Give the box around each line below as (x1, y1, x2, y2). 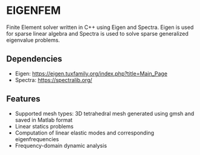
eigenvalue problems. (6, 36, 60, 43)
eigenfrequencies (15, 135, 59, 142)
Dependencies (6, 54, 62, 64)
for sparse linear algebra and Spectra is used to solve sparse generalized (6, 30, 189, 37)
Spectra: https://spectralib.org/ (15, 76, 92, 83)
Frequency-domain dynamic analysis (15, 142, 108, 149)
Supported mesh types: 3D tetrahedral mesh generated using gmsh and (15, 110, 195, 117)
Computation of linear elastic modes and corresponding (15, 129, 155, 136)
